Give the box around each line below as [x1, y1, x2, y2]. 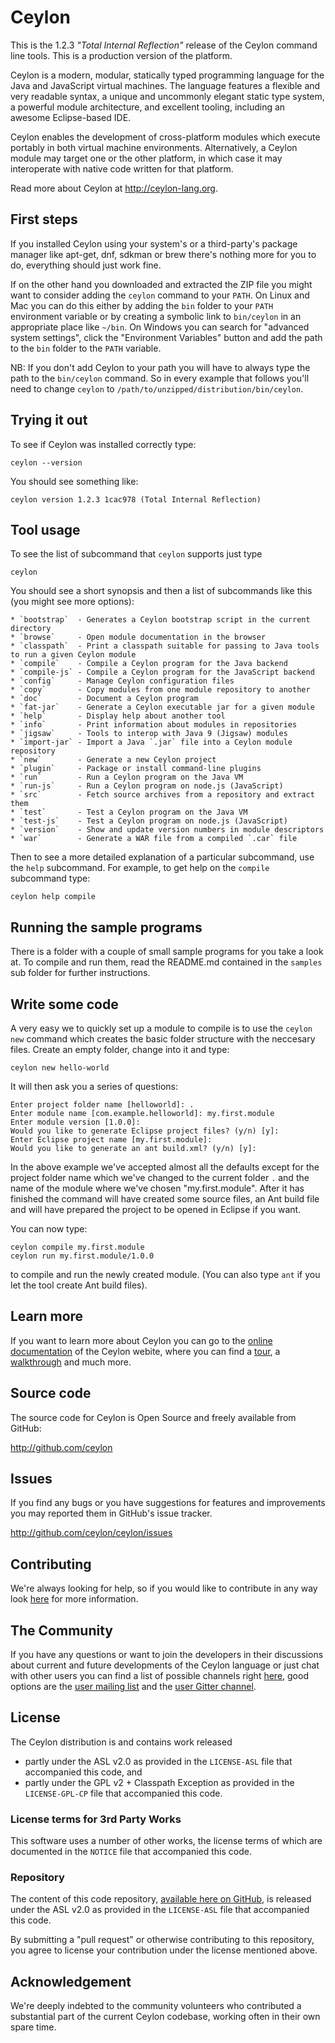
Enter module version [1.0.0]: [10, 1117, 141, 1127]
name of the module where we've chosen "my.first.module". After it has [10, 1182, 305, 1194]
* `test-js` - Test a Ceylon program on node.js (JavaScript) [10, 816, 288, 826]
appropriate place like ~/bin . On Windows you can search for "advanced [10, 321, 310, 333]
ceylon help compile [10, 892, 97, 902]
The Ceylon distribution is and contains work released [10, 1736, 233, 1748]
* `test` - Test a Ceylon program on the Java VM [10, 807, 248, 818]
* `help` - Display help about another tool [10, 711, 226, 721]
